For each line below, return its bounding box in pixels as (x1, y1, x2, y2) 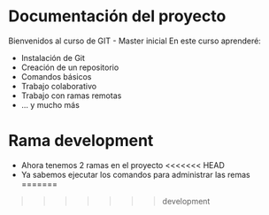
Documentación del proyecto (8, 6, 227, 27)
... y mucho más (20, 99, 81, 110)
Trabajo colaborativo (20, 81, 97, 91)
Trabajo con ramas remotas (20, 90, 122, 101)
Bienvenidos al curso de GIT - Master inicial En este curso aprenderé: (8, 35, 262, 46)
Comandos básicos (20, 71, 92, 81)
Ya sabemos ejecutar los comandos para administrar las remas (20, 169, 250, 180)
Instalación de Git (20, 52, 86, 63)
